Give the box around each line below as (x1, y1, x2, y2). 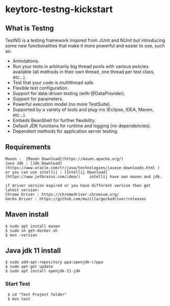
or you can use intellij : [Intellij (5, 169, 85, 175)
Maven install (5, 210, 49, 219)
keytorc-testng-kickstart (5, 4, 113, 15)
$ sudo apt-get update (5, 264, 53, 269)
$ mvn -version (5, 232, 38, 237)
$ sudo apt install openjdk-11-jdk (5, 268, 81, 274)
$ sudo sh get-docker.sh (5, 228, 58, 233)
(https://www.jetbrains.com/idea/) (5, 174, 81, 179)
